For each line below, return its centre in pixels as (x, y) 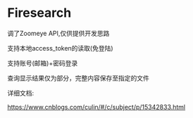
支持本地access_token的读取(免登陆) (61, 48)
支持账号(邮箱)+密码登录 (43, 63)
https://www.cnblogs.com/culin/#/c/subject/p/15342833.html (96, 107)
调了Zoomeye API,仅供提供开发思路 (58, 33)
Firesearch (39, 13)
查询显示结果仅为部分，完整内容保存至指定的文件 (78, 78)
